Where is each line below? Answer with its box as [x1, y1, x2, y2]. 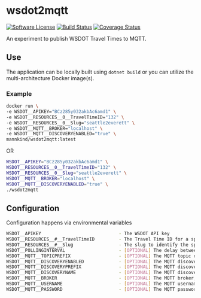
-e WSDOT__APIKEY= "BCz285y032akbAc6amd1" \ [6, 108, 117, 114]
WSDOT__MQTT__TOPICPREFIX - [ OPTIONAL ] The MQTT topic [6, 253, 191, 259]
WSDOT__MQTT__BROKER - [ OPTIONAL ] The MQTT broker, [6, 275, 197, 281]
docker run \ [6, 103, 39, 110]
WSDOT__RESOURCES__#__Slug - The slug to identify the [6, 242, 188, 248]
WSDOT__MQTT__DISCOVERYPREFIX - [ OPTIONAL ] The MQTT [6, 264, 175, 270]
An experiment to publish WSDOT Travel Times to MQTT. [6, 35, 147, 42]
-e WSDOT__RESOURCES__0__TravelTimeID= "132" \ [6, 114, 124, 120]
